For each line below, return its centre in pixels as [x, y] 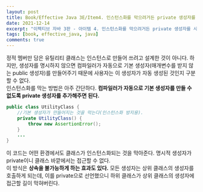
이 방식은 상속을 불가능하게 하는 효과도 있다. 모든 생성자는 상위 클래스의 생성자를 [100, 168]
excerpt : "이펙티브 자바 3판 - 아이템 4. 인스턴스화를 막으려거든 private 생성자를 [99, 29]
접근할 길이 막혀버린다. [33, 183]
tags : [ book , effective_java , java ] [52, 34]
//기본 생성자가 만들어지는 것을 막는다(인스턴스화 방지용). [80, 112]
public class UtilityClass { [43, 107]
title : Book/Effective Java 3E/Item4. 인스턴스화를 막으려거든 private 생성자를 [101, 18]
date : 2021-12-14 [28, 23]
